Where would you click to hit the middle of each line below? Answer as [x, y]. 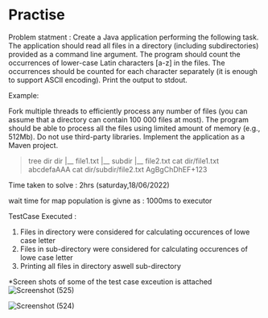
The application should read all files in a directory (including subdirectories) [134, 45]
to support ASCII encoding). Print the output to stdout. [98, 80]
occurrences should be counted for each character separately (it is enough [133, 71]
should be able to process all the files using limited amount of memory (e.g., [134, 128]
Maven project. [33, 145]
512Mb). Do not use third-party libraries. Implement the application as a [127, 136]
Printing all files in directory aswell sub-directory [100, 266]
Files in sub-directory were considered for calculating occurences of [134, 249]
